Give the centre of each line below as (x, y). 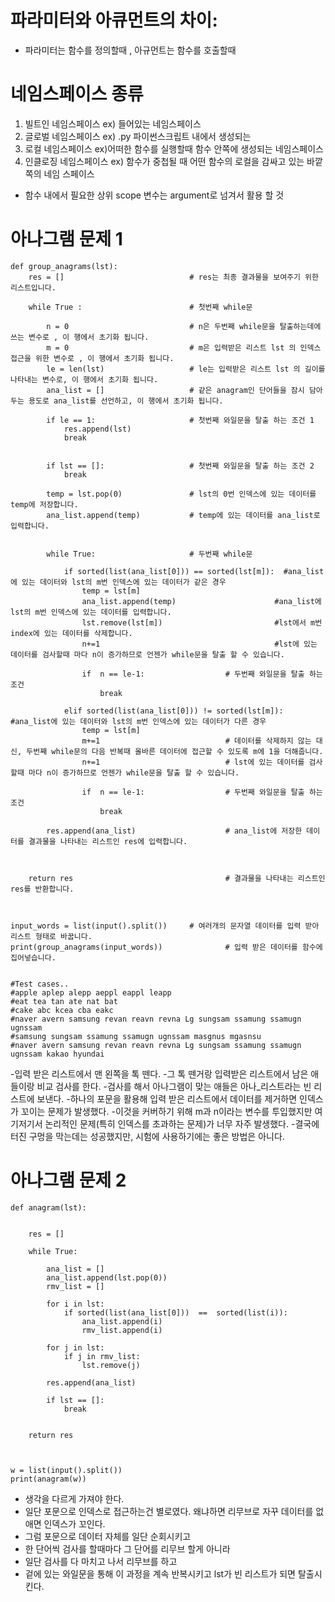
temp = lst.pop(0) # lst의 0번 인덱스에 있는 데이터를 (181, 494)
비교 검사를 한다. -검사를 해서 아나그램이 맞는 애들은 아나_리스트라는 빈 (174, 1086)
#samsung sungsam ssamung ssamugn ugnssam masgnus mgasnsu (136, 1036)
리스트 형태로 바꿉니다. (51, 936)
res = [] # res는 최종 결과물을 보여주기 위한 (173, 277)
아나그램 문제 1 (66, 239)
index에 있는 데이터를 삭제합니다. (71, 633)
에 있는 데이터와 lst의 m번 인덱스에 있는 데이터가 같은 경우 (118, 582)
